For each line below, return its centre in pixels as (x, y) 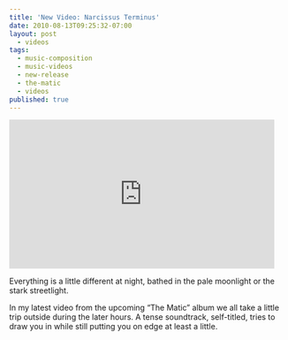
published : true (39, 99)
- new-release (43, 75)
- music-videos (45, 67)
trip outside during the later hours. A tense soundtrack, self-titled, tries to (142, 317)
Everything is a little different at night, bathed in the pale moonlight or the (142, 281)
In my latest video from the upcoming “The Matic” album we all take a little (144, 308)
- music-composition (55, 58)
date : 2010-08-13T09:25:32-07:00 (71, 26)
